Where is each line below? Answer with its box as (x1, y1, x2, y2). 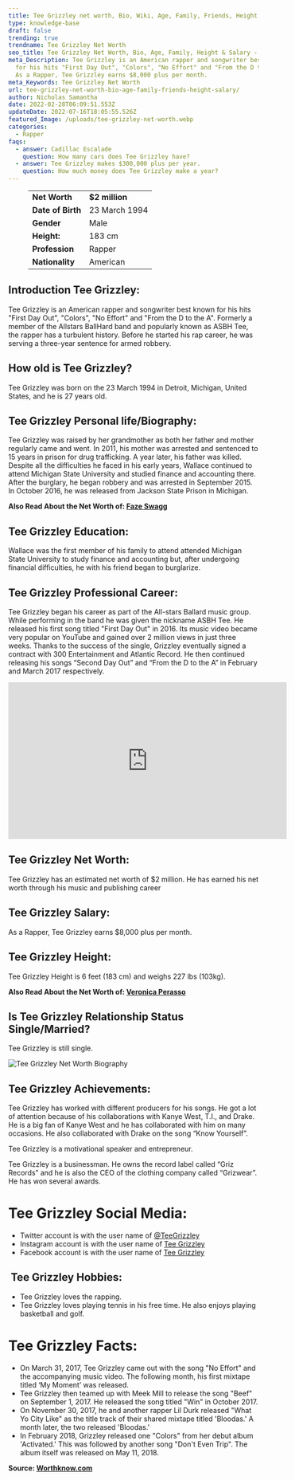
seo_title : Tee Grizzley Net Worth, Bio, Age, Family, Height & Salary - (8, 49, 258, 57)
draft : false (8, 26, 52, 34)
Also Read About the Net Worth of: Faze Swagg (8, 501, 168, 511)
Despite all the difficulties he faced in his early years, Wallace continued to (8, 461, 253, 470)
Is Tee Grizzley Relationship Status (8, 1010, 184, 1023)
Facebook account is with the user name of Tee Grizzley (19, 1248, 205, 1258)
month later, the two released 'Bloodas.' (19, 1422, 150, 1431)
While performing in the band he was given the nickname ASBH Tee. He (8, 615, 244, 626)
